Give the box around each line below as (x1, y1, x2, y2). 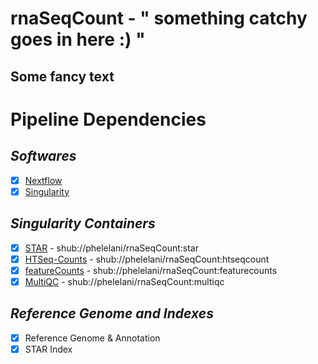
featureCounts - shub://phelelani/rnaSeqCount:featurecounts (24, 264, 278, 276)
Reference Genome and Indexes (10, 305, 214, 322)
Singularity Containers (10, 215, 156, 232)
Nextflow (24, 174, 63, 186)
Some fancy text (10, 68, 115, 85)
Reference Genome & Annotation (24, 332, 161, 344)
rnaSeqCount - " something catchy (10, 7, 308, 30)
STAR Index (24, 343, 73, 355)
